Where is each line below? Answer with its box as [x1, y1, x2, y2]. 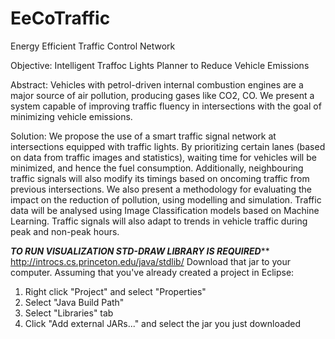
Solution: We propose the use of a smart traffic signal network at [10, 130, 277, 142]
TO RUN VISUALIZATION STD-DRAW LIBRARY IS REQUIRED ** [10, 245, 270, 257]
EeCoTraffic [10, 7, 111, 30]
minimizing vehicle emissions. [10, 110, 133, 122]
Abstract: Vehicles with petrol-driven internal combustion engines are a [10, 78, 304, 91]
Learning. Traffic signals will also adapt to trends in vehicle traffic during [10, 215, 308, 227]
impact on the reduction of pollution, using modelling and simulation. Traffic [10, 193, 322, 206]
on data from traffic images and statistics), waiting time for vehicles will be [10, 151, 317, 163]
